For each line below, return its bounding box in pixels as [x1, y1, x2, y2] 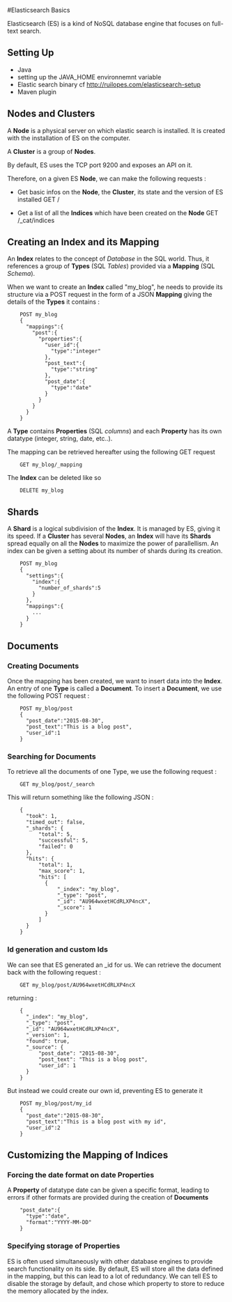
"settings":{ [25, 573, 64, 580]
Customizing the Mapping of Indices [7, 1149, 169, 1161]
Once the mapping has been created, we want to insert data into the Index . [7, 676, 223, 685]
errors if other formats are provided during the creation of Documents [7, 1193, 209, 1202]
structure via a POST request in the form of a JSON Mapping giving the [7, 290, 212, 299]
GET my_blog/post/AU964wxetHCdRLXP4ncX [20, 982, 136, 989]
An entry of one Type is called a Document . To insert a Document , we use [7, 684, 222, 692]
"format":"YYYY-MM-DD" [25, 1219, 92, 1226]
